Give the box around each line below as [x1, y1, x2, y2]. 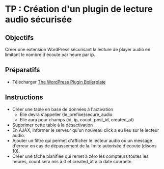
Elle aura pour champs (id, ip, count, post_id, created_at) [19, 116, 134, 122]
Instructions [5, 93, 43, 102]
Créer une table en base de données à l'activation [12, 106, 113, 112]
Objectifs [5, 33, 34, 42]
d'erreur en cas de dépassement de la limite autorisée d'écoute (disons [12, 142, 157, 148]
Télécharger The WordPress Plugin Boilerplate [12, 79, 106, 84]
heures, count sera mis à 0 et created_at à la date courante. [12, 158, 133, 164]
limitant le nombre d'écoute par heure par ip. [5, 52, 96, 57]
